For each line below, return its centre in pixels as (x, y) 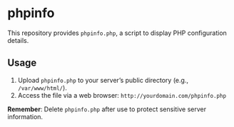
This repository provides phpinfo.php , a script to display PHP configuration (117, 33)
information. (25, 116)
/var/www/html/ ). (42, 88)
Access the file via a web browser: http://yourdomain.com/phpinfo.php (122, 95)
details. (18, 40)
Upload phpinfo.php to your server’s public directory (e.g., (103, 80)
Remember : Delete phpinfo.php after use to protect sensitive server (107, 109)
